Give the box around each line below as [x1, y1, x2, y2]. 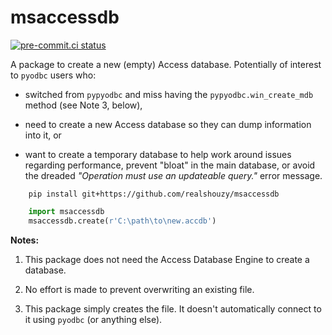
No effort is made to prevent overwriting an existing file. [24, 283, 255, 295]
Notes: [10, 234, 40, 246]
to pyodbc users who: [10, 69, 97, 81]
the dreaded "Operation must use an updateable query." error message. [24, 169, 323, 181]
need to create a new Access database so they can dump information [24, 118, 312, 130]
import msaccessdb [28, 206, 105, 216]
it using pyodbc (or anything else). [24, 313, 163, 325]
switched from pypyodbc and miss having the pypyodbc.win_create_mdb [24, 88, 314, 100]
